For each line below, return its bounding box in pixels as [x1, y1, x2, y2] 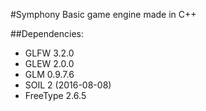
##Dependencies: [10, 28, 84, 39]
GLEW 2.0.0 [24, 58, 75, 69]
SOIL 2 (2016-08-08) [24, 79, 112, 91]
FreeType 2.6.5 [24, 90, 87, 101]
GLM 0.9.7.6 [24, 69, 75, 80]
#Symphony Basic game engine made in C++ [10, 9, 197, 20]
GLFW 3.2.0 [24, 47, 75, 59]
